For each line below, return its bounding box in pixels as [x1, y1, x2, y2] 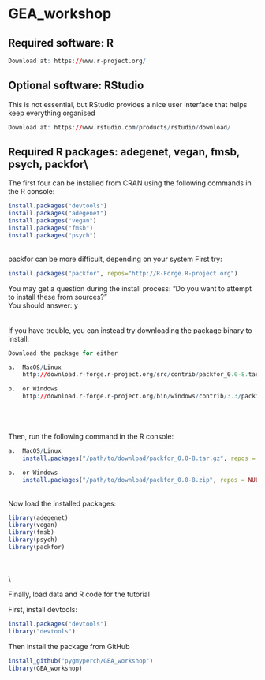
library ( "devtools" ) [8, 627, 77, 635]
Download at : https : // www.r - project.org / [8, 57, 147, 65]
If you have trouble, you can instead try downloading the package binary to [8, 325, 252, 335]
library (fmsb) [8, 529, 55, 536]
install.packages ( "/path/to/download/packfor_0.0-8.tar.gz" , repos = [22, 454, 256, 462]
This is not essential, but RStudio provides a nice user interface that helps [8, 99, 248, 109]
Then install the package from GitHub [8, 641, 130, 651]
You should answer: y [8, 301, 79, 310]
